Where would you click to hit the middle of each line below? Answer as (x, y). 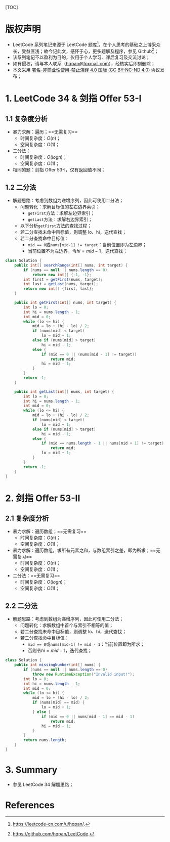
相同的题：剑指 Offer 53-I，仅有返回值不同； (59, 170)
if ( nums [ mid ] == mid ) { (58, 702)
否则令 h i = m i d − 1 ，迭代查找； (60, 651)
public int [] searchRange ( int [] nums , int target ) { (71, 265)
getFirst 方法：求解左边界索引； (61, 213)
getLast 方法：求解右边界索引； (60, 219)
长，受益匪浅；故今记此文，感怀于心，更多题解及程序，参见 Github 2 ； (86, 51)
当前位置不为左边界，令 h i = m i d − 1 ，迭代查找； (77, 251)
